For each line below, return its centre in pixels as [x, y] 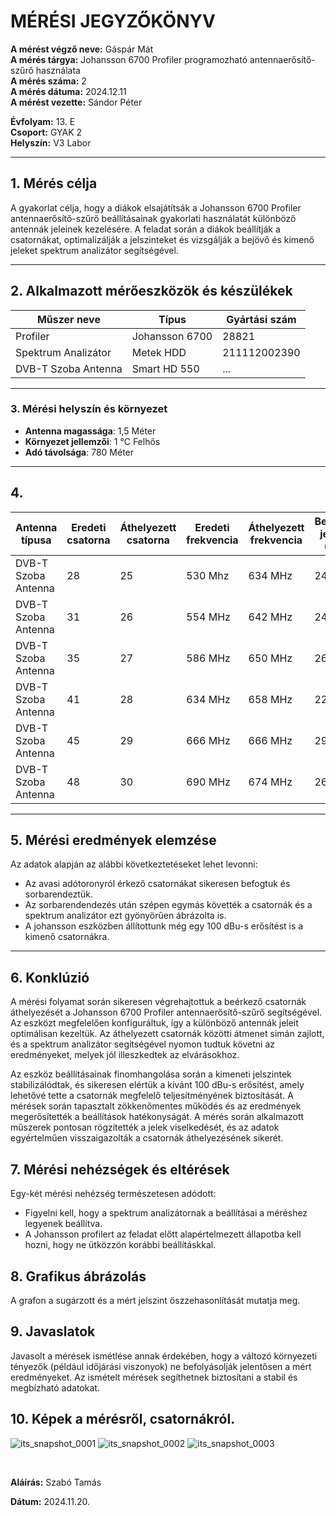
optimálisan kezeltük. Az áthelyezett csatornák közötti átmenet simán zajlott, [167, 1034]
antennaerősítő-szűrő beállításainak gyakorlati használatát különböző [153, 218]
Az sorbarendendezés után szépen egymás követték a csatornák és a [168, 905]
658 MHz [270, 699]
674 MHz [270, 782]
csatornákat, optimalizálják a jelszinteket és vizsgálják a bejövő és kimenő [162, 239]
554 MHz [208, 617]
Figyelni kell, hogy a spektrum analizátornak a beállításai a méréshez [166, 1213]
